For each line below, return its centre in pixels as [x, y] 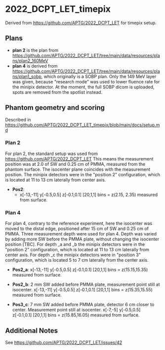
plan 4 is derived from [35, 66]
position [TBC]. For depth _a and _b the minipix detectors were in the [75, 244]
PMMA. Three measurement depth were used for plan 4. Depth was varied [81, 234]
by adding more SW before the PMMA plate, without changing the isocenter [82, 239]
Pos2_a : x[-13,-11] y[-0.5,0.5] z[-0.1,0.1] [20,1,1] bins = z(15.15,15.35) [80, 270]
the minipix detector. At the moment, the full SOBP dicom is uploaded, [83, 87]
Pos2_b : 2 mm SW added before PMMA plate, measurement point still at [86, 284]
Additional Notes [32, 331]
